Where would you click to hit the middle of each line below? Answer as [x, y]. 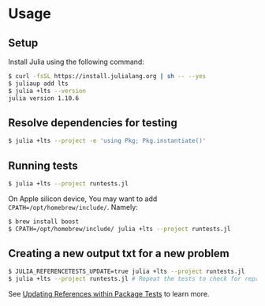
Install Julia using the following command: [76, 62]
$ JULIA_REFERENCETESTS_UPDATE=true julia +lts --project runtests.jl [127, 272]
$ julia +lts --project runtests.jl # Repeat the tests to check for [125, 279]
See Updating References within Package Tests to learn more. [109, 294]
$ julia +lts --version [47, 91]
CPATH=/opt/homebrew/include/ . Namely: [73, 207]
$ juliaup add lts [38, 84]
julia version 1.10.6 [44, 98]
